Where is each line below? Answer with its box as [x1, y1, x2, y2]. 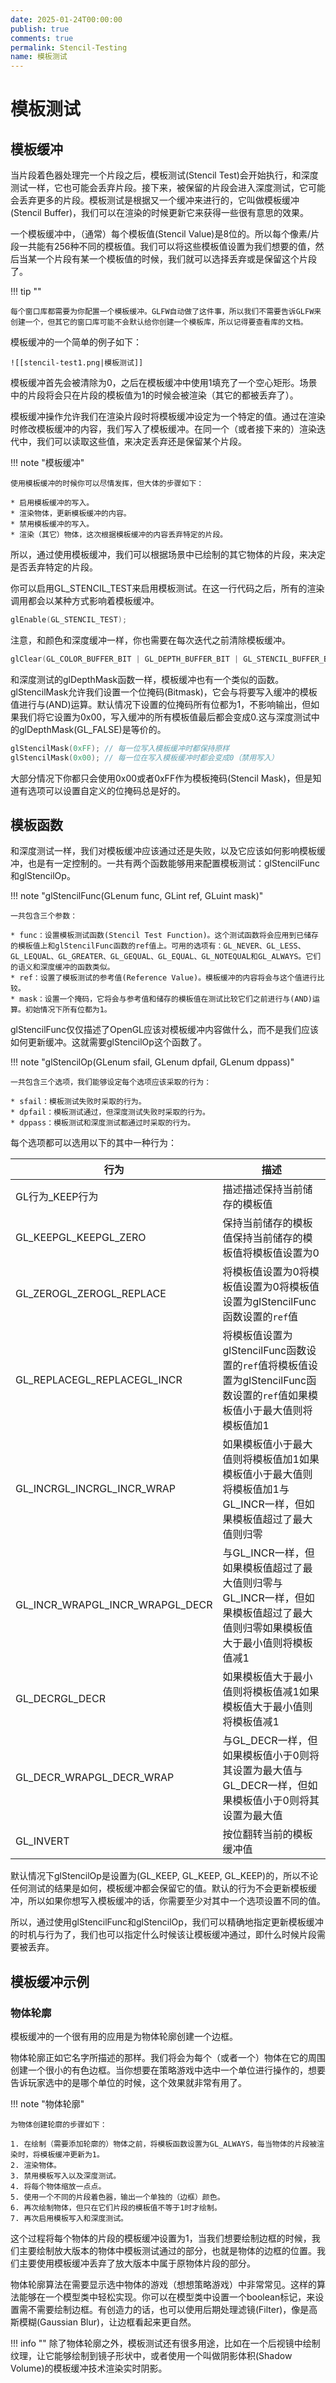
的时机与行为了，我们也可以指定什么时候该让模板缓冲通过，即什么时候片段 [10, 1929, 317, 1941]
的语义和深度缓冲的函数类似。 [10, 962, 115, 973]
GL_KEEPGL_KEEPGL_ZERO [15, 1231, 147, 1245]
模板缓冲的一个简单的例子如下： [10, 336, 142, 348]
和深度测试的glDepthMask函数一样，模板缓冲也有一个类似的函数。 [10, 673, 285, 685]
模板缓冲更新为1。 [39, 2150, 105, 2160]
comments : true [10, 33, 74, 43]
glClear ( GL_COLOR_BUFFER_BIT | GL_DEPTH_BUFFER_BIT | [10, 654, 240, 664]
